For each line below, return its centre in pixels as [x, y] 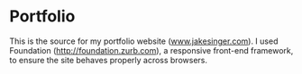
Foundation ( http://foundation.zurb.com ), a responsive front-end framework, [151, 50]
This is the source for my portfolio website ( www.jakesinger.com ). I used [144, 41]
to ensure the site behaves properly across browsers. [109, 60]
